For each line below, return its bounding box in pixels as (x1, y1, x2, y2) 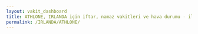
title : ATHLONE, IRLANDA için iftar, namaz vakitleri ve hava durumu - (6, 14, 186, 20)
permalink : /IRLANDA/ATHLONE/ (6, 19, 81, 25)
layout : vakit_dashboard (6, 8, 67, 14)
